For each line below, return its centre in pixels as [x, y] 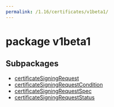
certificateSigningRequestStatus [54, 97]
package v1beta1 [48, 41]
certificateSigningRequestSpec [53, 91]
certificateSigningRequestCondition [59, 84]
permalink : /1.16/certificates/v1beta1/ [57, 12]
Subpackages [32, 64]
